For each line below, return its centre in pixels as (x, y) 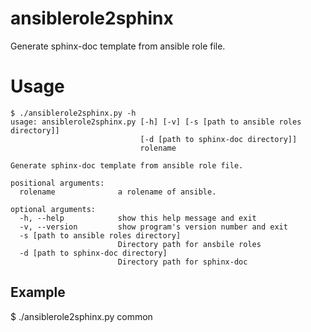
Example (38, 292)
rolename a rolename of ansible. (118, 192)
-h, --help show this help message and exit (138, 218)
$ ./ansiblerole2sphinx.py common (81, 316)
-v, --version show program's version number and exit (153, 227)
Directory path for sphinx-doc (182, 262)
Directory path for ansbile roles (189, 244)
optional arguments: (53, 209)
